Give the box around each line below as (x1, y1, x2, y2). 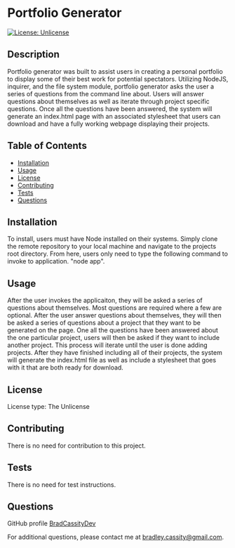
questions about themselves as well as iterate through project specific (7, 97, 210, 105)
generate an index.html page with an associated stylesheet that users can (7, 112, 221, 120)
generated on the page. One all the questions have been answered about (7, 326, 219, 334)
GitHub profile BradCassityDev (7, 519, 96, 528)
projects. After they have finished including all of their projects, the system (7, 348, 222, 357)
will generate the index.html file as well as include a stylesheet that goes (7, 356, 216, 365)
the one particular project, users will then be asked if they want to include (7, 334, 220, 342)
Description (7, 48, 60, 60)
